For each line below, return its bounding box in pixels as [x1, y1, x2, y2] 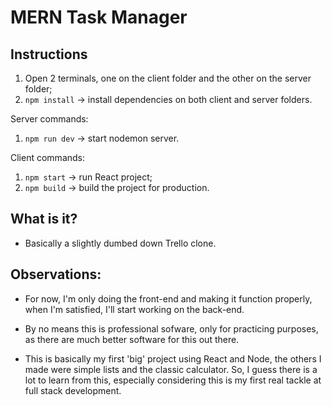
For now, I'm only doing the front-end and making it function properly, [24, 292, 313, 305]
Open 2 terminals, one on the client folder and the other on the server [24, 72, 312, 84]
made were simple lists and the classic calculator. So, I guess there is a [24, 363, 318, 375]
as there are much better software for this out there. [24, 333, 240, 345]
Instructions [10, 46, 88, 63]
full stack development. [24, 384, 122, 396]
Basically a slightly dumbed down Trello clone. [24, 237, 217, 249]
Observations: [10, 266, 102, 283]
